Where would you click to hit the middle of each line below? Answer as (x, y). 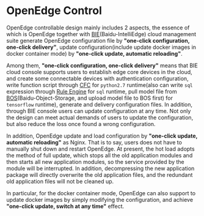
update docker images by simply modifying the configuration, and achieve (100, 199)
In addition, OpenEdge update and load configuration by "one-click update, (102, 136)
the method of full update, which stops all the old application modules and (100, 155)
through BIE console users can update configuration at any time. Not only (99, 111)
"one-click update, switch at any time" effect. (65, 206)
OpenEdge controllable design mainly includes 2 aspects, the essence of (98, 28)
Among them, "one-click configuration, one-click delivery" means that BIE (102, 65)
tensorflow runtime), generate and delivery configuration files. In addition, (100, 104)
